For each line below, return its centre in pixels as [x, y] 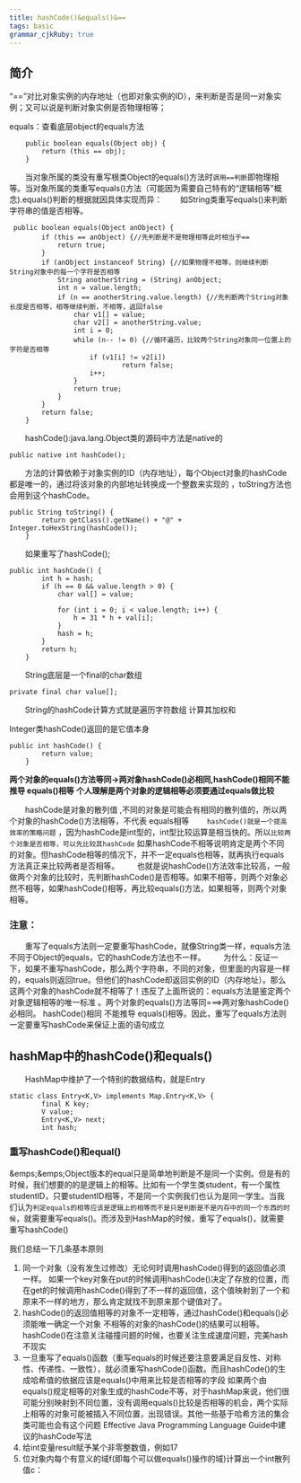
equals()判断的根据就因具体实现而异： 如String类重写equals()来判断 [155, 199]
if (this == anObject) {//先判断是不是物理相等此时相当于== [146, 238]
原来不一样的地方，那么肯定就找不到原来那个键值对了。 [124, 1301]
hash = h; [75, 634]
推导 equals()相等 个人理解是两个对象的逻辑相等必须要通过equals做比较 [142, 790]
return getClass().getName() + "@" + [112, 521]
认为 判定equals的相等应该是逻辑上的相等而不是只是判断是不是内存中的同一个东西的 [150, 1207]
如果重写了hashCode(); [68, 554]
